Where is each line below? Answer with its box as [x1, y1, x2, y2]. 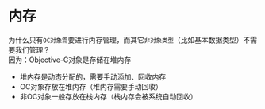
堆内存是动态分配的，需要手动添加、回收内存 [19, 72, 167, 81]
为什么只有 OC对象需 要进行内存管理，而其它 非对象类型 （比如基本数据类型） [8, 35, 244, 45]
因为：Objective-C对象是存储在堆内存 [8, 55, 132, 64]
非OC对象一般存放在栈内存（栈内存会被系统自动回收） [19, 91, 198, 101]
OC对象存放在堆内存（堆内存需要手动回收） [19, 81, 163, 91]
